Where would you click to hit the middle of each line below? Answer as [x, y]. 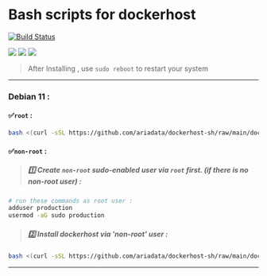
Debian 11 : [29, 96]
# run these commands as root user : [71, 200]
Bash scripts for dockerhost [102, 15]
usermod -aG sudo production [56, 216]
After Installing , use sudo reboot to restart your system [118, 68]
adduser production [41, 208]
